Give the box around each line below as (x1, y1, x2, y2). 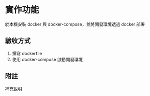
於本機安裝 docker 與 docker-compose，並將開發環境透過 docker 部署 (5, 21, 145, 27)
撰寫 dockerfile (12, 50, 42, 56)
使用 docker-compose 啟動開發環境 (12, 56, 83, 62)
